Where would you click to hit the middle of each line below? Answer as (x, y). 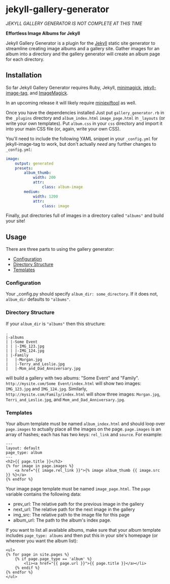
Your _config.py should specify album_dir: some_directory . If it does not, (82, 294)
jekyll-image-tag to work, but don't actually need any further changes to (81, 144)
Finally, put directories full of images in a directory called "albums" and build (85, 216)
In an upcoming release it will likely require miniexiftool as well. (71, 103)
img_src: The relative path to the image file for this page (71, 515)
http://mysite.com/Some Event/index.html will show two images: (73, 383)
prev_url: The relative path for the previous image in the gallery (78, 504)
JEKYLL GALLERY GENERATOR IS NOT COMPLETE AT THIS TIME (74, 23)
